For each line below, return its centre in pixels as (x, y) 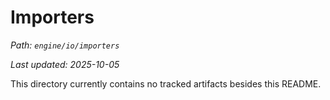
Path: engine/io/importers (65, 45)
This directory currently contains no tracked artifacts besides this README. (166, 83)
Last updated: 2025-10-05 (65, 64)
